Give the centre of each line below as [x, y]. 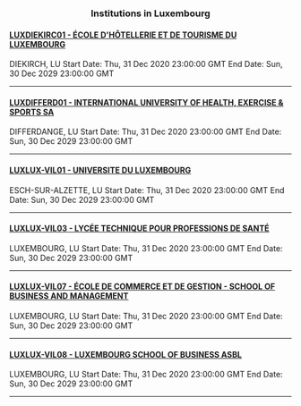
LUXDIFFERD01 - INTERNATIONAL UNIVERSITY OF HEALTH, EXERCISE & [146, 102]
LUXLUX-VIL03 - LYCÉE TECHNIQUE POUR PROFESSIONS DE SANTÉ [139, 228]
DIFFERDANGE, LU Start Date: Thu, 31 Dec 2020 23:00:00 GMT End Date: [146, 131]
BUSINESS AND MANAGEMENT [69, 296]
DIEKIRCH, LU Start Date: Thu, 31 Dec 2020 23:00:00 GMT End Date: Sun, [146, 64]
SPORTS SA [32, 112]
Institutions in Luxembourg [150, 13]
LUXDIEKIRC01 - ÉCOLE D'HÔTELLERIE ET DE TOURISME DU [123, 35]
